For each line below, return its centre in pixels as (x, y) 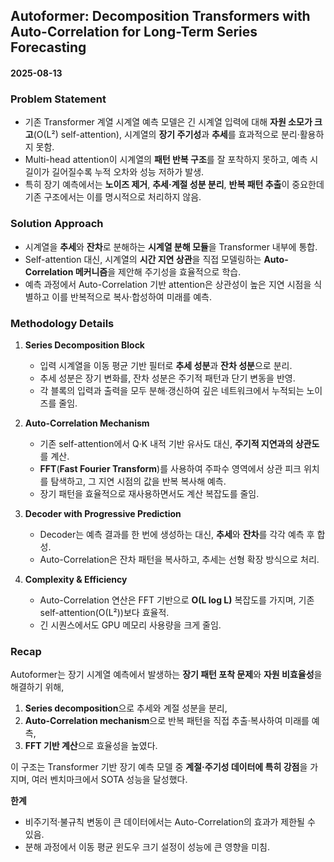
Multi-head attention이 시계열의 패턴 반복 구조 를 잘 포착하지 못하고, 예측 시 (171, 160)
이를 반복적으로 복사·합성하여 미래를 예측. (132, 296)
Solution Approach (57, 224)
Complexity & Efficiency (76, 579)
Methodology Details (62, 323)
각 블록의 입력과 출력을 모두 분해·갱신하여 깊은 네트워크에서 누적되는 (172, 390)
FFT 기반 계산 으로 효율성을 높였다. (91, 746)
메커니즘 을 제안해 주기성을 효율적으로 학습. (158, 271)
